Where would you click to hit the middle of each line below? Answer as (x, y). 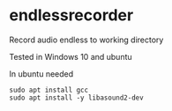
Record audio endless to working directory (86, 40)
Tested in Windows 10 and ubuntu (71, 56)
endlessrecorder (71, 15)
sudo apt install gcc (49, 90)
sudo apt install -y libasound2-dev (76, 98)
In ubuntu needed (41, 74)
